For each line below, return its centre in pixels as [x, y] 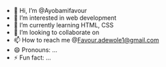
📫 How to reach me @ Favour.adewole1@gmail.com [86, 40]
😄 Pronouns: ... [36, 50]
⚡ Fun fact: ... [32, 57]
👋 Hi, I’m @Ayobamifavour [50, 11]
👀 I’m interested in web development [65, 18]
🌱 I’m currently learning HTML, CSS [64, 25]
